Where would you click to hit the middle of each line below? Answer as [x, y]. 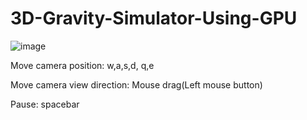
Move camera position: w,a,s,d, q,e [82, 65]
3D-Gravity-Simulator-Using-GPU [154, 18]
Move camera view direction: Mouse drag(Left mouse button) [136, 84]
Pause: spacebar [45, 104]
